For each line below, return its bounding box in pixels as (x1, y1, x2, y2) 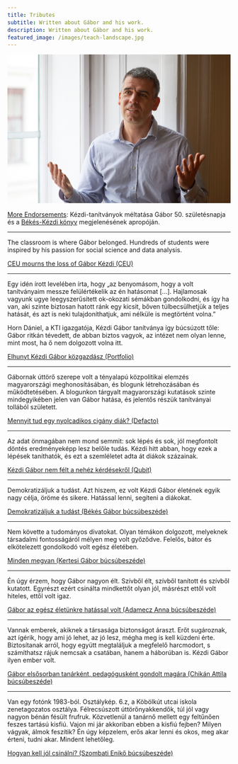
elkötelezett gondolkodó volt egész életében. (7, 542, 139, 551)
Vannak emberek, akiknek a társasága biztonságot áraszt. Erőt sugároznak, (7, 625, 227, 634)
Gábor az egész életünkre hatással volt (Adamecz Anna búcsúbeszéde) (7, 605, 217, 614)
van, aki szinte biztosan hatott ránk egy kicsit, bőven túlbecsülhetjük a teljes (7, 302, 229, 311)
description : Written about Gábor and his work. (7, 26, 154, 33)
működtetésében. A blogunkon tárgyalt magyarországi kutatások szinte (7, 387, 216, 396)
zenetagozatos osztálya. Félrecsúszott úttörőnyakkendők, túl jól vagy (7, 705, 210, 713)
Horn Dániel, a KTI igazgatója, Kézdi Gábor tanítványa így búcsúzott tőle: (7, 323, 220, 332)
